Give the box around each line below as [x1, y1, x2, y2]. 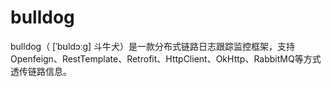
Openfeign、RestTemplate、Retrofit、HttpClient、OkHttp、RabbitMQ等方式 [10, 52, 322, 65]
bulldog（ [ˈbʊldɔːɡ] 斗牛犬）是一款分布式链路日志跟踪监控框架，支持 [10, 40, 296, 52]
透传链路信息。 [10, 65, 72, 77]
